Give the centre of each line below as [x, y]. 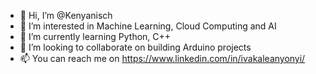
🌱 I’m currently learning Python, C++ [95, 36]
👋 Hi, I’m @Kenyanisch [66, 15]
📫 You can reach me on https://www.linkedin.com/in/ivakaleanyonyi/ [162, 58]
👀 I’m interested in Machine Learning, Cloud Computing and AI [148, 26]
